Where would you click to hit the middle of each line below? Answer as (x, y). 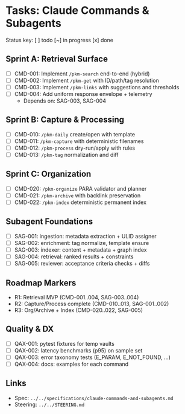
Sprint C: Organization (49, 174)
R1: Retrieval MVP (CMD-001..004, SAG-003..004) (77, 297)
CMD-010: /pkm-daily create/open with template (75, 134)
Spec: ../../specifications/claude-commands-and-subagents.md (94, 398)
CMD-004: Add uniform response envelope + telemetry (83, 94)
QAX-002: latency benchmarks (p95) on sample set (78, 350)
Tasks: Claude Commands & (77, 11)
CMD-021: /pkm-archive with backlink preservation (77, 195)
